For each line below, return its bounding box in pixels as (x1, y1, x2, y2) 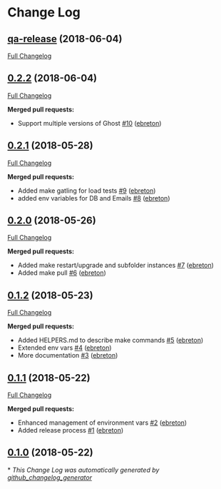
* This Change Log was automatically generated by (7, 465, 160, 474)
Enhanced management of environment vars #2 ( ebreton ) (17, 418, 187, 427)
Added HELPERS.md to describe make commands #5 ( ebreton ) (17, 336, 204, 345)
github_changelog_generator (7, 473, 93, 482)
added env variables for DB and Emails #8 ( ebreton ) (17, 193, 170, 202)
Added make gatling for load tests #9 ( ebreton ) (17, 186, 156, 195)
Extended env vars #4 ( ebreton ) (17, 343, 112, 352)
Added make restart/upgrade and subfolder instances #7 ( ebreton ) (17, 261, 214, 270)
